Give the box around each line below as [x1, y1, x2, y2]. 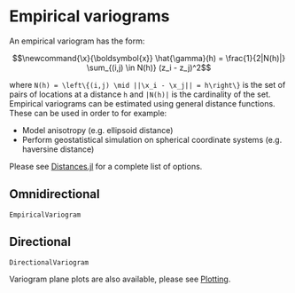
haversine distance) [21, 144, 95, 154]
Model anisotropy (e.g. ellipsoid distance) [21, 124, 174, 135]
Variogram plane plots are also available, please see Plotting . [9, 273, 231, 284]
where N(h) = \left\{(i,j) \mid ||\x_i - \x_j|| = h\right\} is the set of [9, 79, 286, 90]
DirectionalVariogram [9, 257, 89, 267]
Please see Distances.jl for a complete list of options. [9, 161, 203, 171]
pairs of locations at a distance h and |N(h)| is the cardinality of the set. [9, 89, 271, 99]
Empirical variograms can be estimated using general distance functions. [9, 98, 276, 108]
